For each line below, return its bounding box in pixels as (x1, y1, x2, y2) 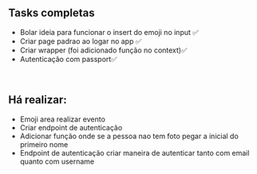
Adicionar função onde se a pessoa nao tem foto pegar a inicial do (19, 131, 239, 141)
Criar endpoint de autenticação (19, 122, 123, 132)
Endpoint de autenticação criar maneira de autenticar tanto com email (19, 148, 250, 157)
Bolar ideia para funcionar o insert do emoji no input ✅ (19, 27, 200, 37)
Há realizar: (8, 93, 67, 106)
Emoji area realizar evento (19, 114, 106, 124)
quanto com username (19, 157, 95, 166)
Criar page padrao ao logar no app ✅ (19, 36, 142, 46)
